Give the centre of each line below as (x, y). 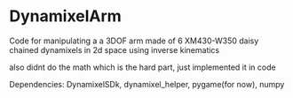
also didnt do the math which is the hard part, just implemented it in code (143, 67)
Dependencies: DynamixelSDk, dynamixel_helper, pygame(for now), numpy (147, 84)
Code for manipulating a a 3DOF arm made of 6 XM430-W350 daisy (134, 41)
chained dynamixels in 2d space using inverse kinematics (115, 49)
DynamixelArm (65, 16)
